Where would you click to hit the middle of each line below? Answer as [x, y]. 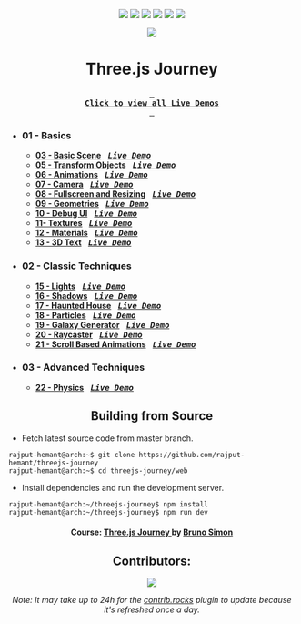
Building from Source [152, 416]
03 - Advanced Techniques [83, 367]
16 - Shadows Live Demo [86, 295]
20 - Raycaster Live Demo [89, 334]
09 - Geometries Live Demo [92, 204]
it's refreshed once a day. [152, 609]
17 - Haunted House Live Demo [98, 305]
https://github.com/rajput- [192, 455]
